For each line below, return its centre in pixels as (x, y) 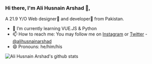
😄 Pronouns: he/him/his (37, 46)
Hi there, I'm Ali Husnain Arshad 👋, (48, 8)
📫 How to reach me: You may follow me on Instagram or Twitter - (80, 34)
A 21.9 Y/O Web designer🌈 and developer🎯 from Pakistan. (65, 19)
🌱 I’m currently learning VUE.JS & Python (55, 28)
